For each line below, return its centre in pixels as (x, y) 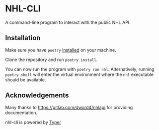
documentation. (21, 113)
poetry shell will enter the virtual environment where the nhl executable (79, 74)
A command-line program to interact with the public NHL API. (68, 22)
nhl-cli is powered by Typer (33, 122)
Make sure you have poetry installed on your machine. (61, 50)
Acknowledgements (37, 96)
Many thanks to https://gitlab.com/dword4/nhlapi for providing (69, 107)
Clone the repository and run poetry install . (51, 60)
